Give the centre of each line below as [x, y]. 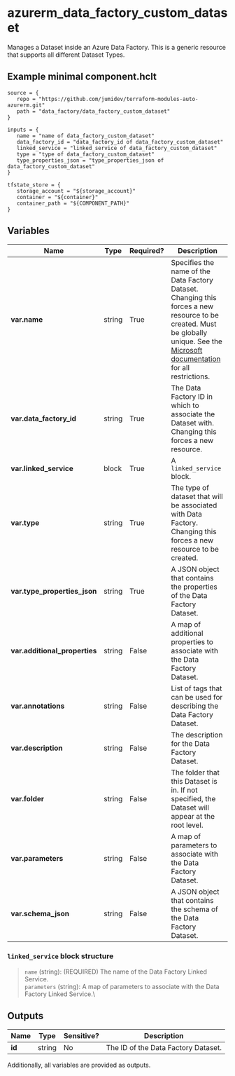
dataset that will [197, 496]
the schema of [194, 909]
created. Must [194, 324]
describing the [195, 706]
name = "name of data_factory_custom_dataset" [86, 136]
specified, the [193, 798]
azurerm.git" [26, 105]
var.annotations [38, 706]
